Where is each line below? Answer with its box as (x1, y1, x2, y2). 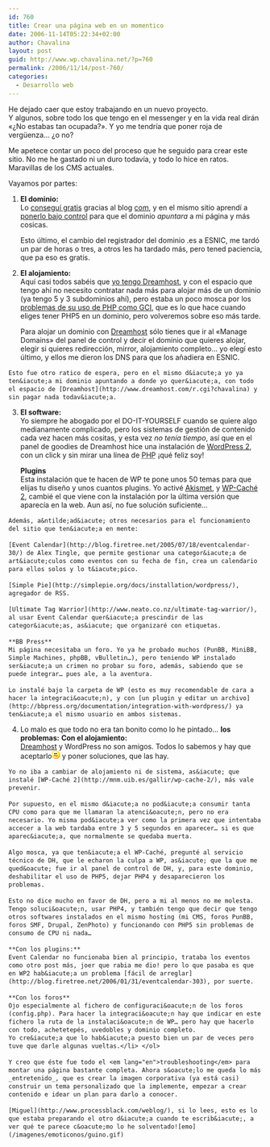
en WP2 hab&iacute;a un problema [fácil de (8, 969, 157, 978)
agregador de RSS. (8, 589, 70, 597)
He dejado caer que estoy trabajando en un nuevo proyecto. (8, 104, 208, 114)
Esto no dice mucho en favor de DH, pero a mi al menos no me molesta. (8, 896, 254, 905)
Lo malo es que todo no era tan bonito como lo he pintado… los (19, 724, 231, 734)
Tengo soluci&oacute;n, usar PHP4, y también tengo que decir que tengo (8, 904, 258, 913)
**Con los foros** (8, 993, 70, 1002)
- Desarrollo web (15, 81, 74, 89)
